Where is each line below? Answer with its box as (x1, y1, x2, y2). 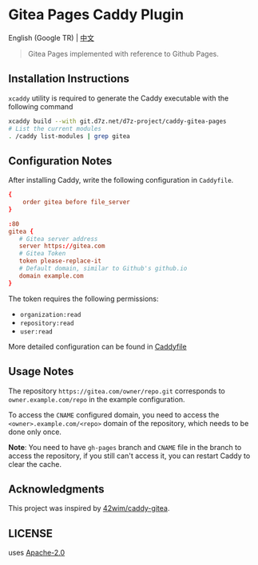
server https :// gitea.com (18, 242, 105, 251)
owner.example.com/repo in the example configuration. (8, 394, 185, 404)
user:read (19, 327, 54, 336)
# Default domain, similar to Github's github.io (18, 265, 188, 273)
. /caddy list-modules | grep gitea (8, 132, 130, 140)
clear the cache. (8, 459, 62, 468)
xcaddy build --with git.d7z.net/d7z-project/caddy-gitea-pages (8, 117, 227, 125)
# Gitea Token (18, 250, 66, 258)
